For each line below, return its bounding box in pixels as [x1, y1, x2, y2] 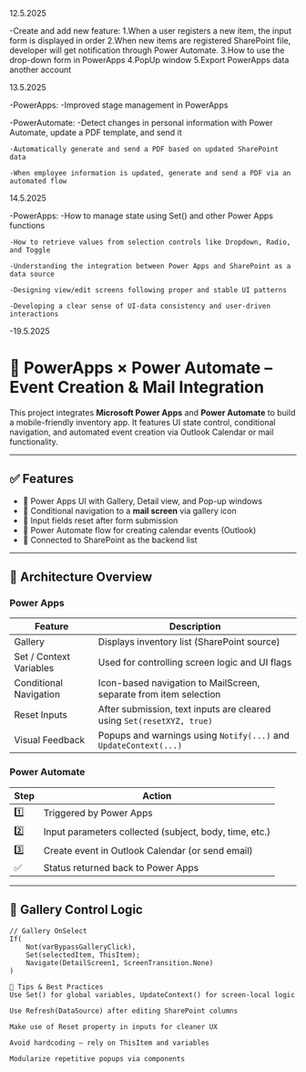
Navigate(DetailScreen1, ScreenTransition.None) [25, 958, 214, 967]
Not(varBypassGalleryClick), [25, 942, 137, 951]
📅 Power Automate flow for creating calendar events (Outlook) [22, 524, 257, 535]
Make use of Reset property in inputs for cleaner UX [9, 1022, 219, 1031]
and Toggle [9, 246, 51, 255]
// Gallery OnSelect [9, 926, 88, 935]
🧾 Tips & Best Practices [9, 982, 104, 992]
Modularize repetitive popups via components [9, 1054, 185, 1063]
